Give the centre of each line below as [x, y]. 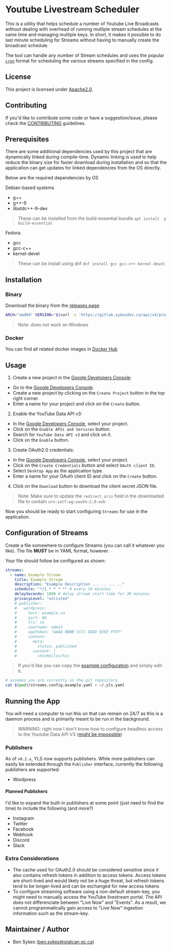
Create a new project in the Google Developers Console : [72, 378]
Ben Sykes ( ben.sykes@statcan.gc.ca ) [53, 942]
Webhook [23, 834]
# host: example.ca [40, 613]
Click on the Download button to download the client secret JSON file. [85, 486]
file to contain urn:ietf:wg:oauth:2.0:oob [62, 502]
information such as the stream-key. [51, 913]
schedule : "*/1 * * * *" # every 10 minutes [63, 589]
